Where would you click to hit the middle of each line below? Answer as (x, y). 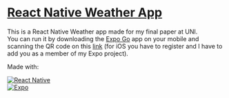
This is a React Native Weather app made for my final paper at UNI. (102, 32)
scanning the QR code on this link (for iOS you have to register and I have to (115, 46)
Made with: (23, 66)
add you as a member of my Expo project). (68, 53)
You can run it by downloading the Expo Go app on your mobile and (103, 38)
